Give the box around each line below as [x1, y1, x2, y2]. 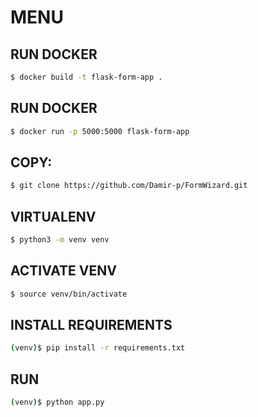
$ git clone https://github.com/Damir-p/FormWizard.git [10, 181, 248, 191]
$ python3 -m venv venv [10, 235, 110, 245]
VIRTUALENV [10, 208, 97, 225]
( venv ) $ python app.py [10, 397, 105, 408]
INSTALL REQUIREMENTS [10, 317, 173, 334]
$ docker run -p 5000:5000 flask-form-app [10, 126, 190, 136]
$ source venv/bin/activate [10, 289, 128, 299]
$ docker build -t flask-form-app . [10, 72, 163, 82]
